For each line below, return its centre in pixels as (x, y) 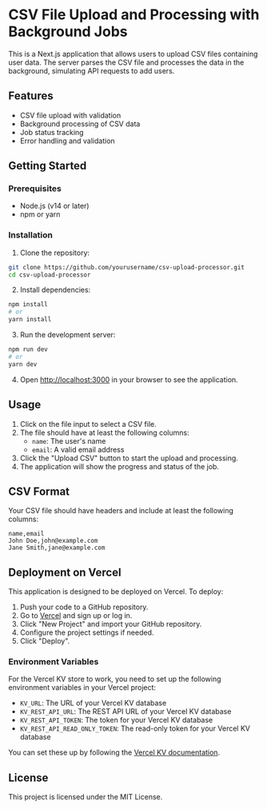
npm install (28, 305)
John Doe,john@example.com (53, 541)
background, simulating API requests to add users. (92, 70)
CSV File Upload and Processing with (134, 15)
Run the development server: (68, 335)
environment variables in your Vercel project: (82, 687)
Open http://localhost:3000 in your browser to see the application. (129, 379)
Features (31, 96)
